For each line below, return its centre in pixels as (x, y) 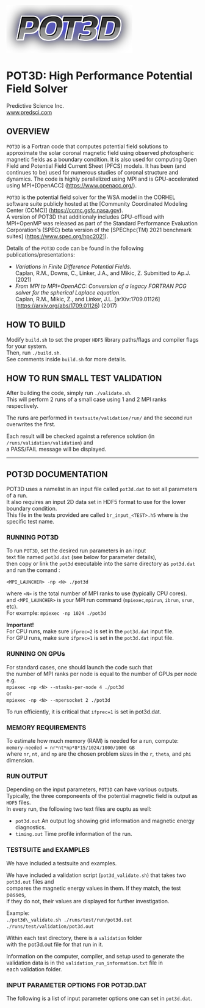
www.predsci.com (29, 112)
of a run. (17, 495)
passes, (16, 894)
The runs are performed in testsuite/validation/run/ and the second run (100, 418)
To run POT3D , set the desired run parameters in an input (76, 551)
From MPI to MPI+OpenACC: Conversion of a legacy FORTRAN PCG (101, 286)
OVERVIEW (28, 131)
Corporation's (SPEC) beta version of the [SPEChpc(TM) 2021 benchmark (99, 230)
